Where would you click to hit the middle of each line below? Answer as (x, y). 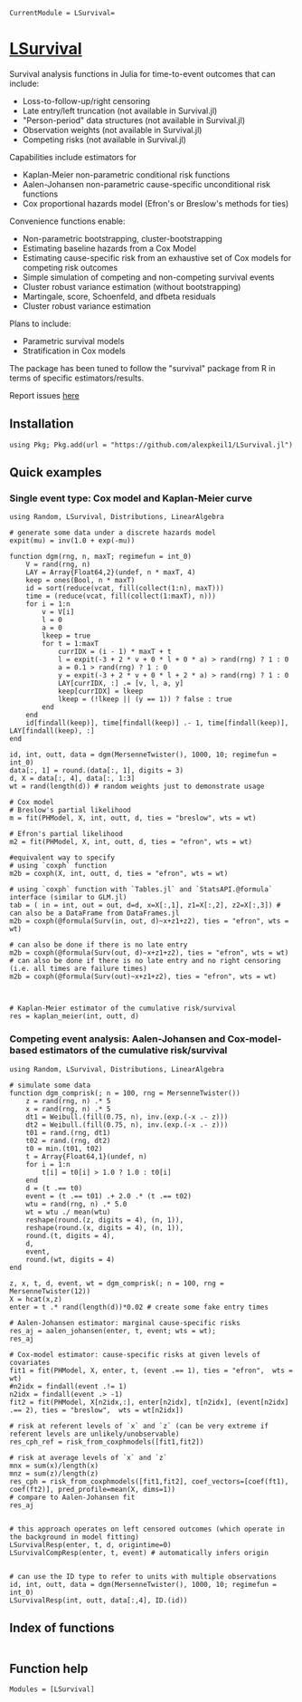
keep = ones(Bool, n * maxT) (80, 581)
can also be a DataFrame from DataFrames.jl (94, 914)
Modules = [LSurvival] (52, 1689)
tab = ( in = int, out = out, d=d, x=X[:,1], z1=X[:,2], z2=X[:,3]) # (145, 906)
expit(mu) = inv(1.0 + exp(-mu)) (72, 541)
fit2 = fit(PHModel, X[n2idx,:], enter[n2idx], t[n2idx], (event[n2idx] (149, 1402)
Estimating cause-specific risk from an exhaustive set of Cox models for (157, 257)
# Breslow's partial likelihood (70, 811)
